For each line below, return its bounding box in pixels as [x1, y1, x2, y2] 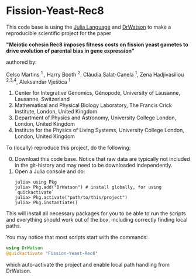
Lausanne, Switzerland [14, 95, 70, 103]
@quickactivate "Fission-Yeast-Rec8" [6, 250, 98, 257]
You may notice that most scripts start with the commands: [6, 234, 148, 241]
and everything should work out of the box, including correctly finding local [6, 216, 188, 223]
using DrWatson [6, 245, 43, 251]
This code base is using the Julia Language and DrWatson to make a [6, 23, 171, 30]
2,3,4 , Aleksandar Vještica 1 [6, 77, 71, 85]
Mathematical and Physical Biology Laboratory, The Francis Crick [14, 102, 173, 109]
